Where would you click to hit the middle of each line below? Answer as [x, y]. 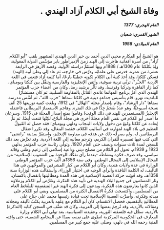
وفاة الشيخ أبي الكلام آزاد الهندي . [99, 11]
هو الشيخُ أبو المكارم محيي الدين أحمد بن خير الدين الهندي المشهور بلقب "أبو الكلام [84, 56]
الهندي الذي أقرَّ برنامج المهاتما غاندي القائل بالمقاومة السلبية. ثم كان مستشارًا [89, 92]
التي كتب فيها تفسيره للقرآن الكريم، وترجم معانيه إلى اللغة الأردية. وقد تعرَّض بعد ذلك [82, 139]
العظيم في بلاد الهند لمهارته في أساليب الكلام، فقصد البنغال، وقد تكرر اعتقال [90, 129]
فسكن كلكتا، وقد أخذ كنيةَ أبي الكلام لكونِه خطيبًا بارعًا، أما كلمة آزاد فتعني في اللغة [85, 77]
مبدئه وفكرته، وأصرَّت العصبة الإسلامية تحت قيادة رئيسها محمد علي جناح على [89, 196]
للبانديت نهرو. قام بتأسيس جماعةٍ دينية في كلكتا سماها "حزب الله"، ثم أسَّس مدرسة [83, 98]
